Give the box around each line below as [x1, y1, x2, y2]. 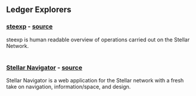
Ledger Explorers [6, 5, 71, 15]
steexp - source [6, 23, 53, 31]
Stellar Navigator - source [6, 63, 82, 72]
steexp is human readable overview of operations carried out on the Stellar [6, 36, 190, 43]
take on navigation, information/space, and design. [6, 83, 131, 90]
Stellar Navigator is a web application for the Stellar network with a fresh [6, 76, 184, 84]
